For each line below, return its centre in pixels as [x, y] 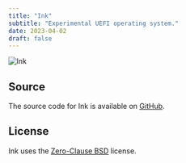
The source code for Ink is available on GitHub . [87, 107]
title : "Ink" [30, 16]
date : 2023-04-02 [38, 31]
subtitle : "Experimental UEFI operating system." [94, 23]
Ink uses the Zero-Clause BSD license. [72, 151]
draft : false [30, 38]
